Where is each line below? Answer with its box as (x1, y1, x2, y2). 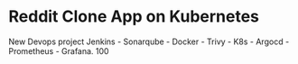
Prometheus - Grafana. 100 (8, 45, 109, 56)
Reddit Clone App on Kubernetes (8, 6, 259, 27)
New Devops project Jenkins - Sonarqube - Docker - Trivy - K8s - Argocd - (8, 36, 290, 47)
